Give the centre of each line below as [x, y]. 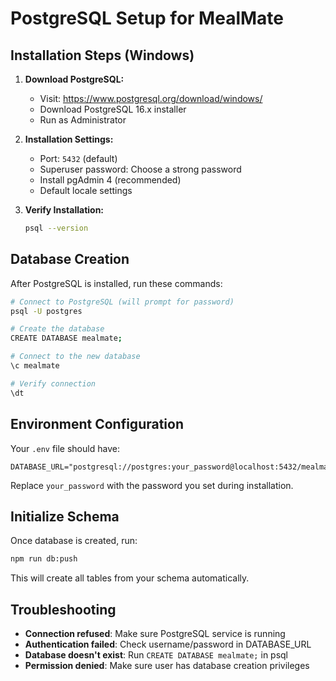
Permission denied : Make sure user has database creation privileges [167, 665]
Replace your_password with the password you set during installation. [152, 485]
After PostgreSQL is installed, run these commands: [116, 283]
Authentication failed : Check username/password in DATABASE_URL [168, 644]
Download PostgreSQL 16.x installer [113, 109]
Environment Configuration [97, 424]
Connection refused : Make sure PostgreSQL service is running [155, 633]
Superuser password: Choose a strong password [140, 169]
